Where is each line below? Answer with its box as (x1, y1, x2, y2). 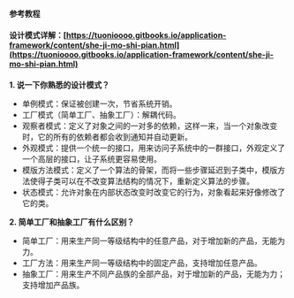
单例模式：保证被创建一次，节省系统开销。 (21, 98, 177, 109)
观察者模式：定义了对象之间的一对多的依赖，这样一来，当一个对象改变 (21, 120, 278, 131)
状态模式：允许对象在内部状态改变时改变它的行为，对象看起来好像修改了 (21, 187, 285, 197)
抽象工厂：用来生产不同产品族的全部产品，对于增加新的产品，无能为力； (21, 268, 285, 279)
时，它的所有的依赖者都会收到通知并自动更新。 (21, 131, 192, 141)
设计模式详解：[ (9, 30, 67, 41)
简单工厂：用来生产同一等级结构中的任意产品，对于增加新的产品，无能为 (21, 235, 285, 246)
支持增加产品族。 (21, 279, 85, 290)
